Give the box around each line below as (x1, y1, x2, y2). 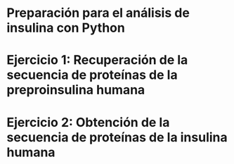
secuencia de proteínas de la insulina (6, 129, 228, 145)
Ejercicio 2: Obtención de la (6, 114, 170, 130)
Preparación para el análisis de (6, 5, 190, 21)
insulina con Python (6, 20, 126, 36)
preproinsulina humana (6, 82, 145, 98)
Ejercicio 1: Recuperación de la (6, 52, 188, 68)
